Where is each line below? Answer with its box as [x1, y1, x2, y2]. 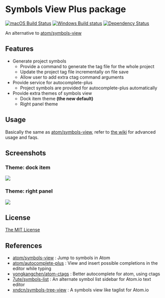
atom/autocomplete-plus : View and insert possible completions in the [12, 260, 158, 266]
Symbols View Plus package [5, 4, 126, 15]
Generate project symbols [12, 58, 66, 64]
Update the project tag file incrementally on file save [20, 69, 129, 75]
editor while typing [12, 266, 52, 272]
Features [5, 44, 34, 53]
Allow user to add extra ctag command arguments [20, 74, 124, 80]
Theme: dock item [5, 164, 51, 171]
